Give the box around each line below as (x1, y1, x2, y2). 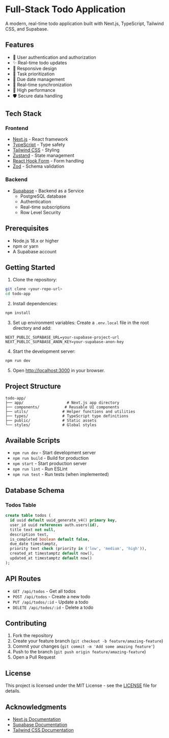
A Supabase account (12, 248, 57, 254)
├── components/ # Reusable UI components (5, 404, 120, 410)
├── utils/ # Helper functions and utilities (5, 409, 136, 414)
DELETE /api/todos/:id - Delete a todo (12, 604, 94, 610)
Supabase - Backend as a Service (12, 188, 84, 194)
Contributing (5, 619, 47, 627)
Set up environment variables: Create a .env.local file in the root (12, 320, 149, 326)
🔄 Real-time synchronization (12, 82, 72, 88)
